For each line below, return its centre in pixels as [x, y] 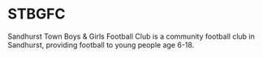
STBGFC [37, 14]
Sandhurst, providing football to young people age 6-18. [101, 44]
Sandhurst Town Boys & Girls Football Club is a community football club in [131, 36]
